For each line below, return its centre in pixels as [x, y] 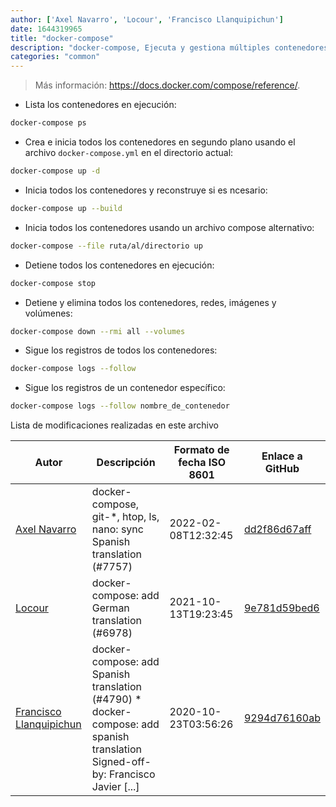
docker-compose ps [48, 123]
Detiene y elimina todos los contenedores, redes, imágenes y [150, 302]
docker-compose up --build [66, 208]
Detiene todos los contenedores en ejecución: [119, 265]
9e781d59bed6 [281, 608]
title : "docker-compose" [62, 38]
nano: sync [117, 529]
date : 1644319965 [46, 29]
